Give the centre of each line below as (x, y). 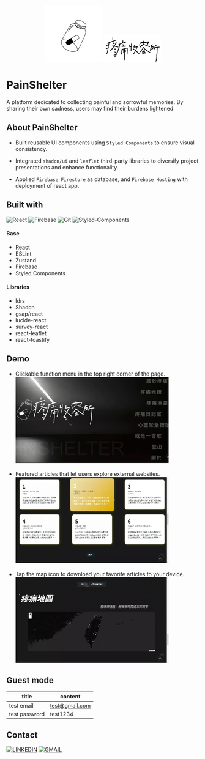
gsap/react (29, 314)
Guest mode (30, 680)
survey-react (31, 327)
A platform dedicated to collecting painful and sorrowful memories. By (95, 102)
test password (27, 714)
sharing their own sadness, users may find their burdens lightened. (91, 108)
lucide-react (31, 320)
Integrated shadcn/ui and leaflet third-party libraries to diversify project (107, 161)
